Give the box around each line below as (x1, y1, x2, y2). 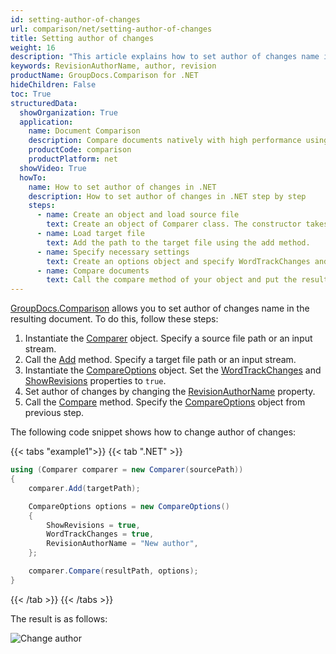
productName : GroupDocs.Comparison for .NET (10, 71, 199, 81)
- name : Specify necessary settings (36, 247, 190, 257)
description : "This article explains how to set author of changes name (10, 52, 320, 62)
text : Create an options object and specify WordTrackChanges (46, 256, 311, 266)
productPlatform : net (28, 154, 118, 164)
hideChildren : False (10, 80, 97, 90)
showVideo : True (19, 163, 87, 173)
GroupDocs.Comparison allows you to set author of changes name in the (10, 302, 310, 315)
